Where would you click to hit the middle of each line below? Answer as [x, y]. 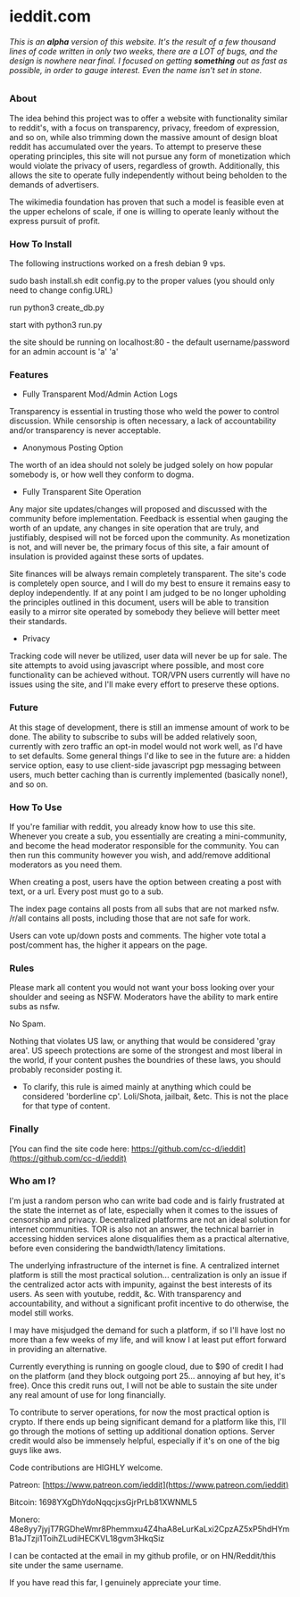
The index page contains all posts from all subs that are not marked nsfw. [144, 908]
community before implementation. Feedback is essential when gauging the [149, 519]
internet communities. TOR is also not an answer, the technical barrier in [142, 1229]
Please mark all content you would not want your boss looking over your [142, 988]
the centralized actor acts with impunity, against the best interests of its [141, 1284]
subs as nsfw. [35, 1007]
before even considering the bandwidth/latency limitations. [117, 1248]
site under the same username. [67, 1565]
